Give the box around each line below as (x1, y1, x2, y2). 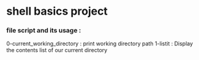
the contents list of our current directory (6, 47, 108, 54)
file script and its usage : (6, 26, 81, 35)
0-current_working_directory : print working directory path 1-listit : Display (6, 40, 193, 47)
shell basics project (6, 4, 108, 18)
